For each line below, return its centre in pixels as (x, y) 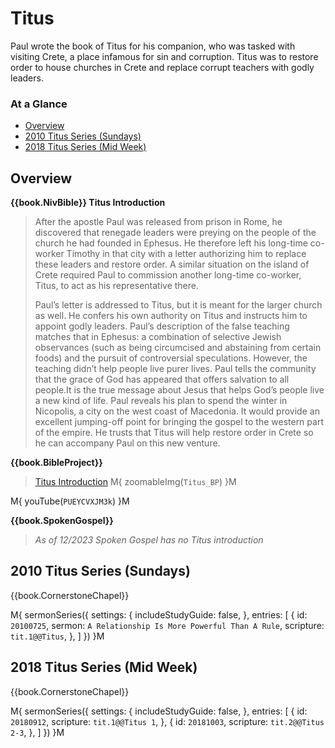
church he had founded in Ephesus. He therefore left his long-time (171, 243)
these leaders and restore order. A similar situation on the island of (172, 264)
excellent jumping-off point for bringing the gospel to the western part (179, 422)
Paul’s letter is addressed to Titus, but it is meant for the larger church (178, 305)
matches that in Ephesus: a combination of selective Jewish (158, 337)
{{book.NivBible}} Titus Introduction (88, 203)
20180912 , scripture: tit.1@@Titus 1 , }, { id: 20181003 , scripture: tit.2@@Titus (167, 721)
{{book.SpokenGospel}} (62, 521)
